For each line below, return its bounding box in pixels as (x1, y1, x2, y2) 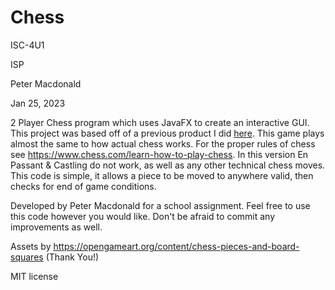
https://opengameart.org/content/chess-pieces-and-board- (53, 240, 300, 252)
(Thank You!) (45, 251, 100, 263)
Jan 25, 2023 (10, 97, 66, 109)
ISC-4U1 (10, 39, 45, 51)
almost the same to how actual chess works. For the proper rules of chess (10, 137, 316, 150)
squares (10, 251, 44, 263)
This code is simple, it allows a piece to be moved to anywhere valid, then (10, 169, 314, 181)
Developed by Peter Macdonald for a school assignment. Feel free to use (10, 199, 311, 211)
